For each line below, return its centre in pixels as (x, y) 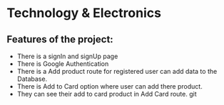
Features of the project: (60, 39)
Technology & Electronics (84, 13)
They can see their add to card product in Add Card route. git (107, 94)
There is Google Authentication (63, 64)
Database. (32, 79)
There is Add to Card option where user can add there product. (110, 86)
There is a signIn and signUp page (67, 56)
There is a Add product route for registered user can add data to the (117, 71)
